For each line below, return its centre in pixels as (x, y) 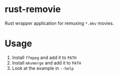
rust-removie (33, 9)
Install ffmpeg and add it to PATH (44, 57)
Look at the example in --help (43, 68)
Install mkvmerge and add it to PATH (46, 63)
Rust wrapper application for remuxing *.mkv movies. (59, 23)
